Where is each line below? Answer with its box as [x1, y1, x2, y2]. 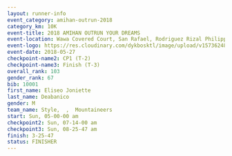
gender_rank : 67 [7, 74, 54, 81]
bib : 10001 [7, 81, 39, 88]
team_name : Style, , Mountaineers [7, 106, 113, 113]
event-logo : [7, 42, 41, 49]
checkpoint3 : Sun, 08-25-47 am [7, 126, 97, 133]
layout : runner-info [7, 10, 67, 17]
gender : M [7, 100, 36, 107]
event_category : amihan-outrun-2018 [7, 17, 113, 23]
